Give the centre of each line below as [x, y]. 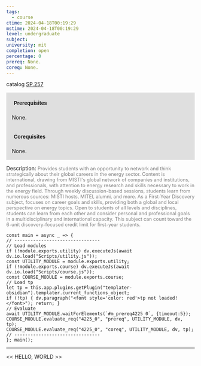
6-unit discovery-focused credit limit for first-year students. [73, 225]
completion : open [28, 51]
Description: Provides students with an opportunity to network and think [89, 169]
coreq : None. [22, 67]
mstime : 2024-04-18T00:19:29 [42, 28]
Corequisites [30, 137]
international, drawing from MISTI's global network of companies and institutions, [98, 180]
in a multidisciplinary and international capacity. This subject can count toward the [99, 219]
